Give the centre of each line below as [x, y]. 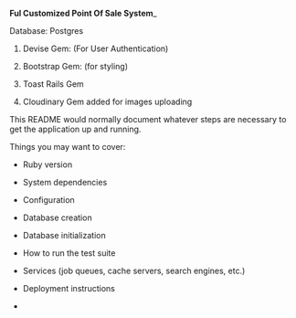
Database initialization [64, 235]
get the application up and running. [75, 129]
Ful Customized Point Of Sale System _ [83, 13]
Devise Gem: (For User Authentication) [95, 48]
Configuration [48, 200]
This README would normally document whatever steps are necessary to [148, 119]
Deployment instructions [69, 288]
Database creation [58, 217]
